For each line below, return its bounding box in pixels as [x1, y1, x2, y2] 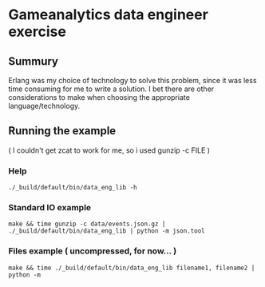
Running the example [8, 124, 117, 138]
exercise [8, 22, 66, 41]
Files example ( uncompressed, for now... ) [8, 245, 177, 257]
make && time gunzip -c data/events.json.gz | [8, 220, 166, 229]
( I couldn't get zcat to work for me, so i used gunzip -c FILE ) [8, 145, 210, 155]
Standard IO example [8, 202, 92, 213]
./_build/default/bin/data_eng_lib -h [8, 184, 137, 192]
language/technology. [8, 102, 81, 110]
